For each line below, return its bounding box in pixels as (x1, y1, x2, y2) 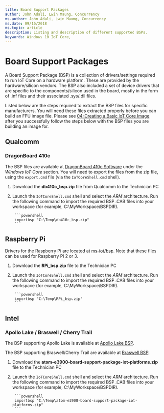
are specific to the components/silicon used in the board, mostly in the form (5, 88, 158, 93)
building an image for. (5, 123, 49, 129)
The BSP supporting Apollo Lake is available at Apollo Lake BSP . (5, 340, 135, 346)
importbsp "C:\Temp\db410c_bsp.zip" (14, 217, 90, 222)
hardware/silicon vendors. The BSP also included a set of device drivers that (5, 82, 160, 88)
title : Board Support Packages (5, 7, 69, 12)
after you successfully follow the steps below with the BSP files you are (5, 118, 149, 124)
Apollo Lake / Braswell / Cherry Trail (5, 329, 92, 336)
